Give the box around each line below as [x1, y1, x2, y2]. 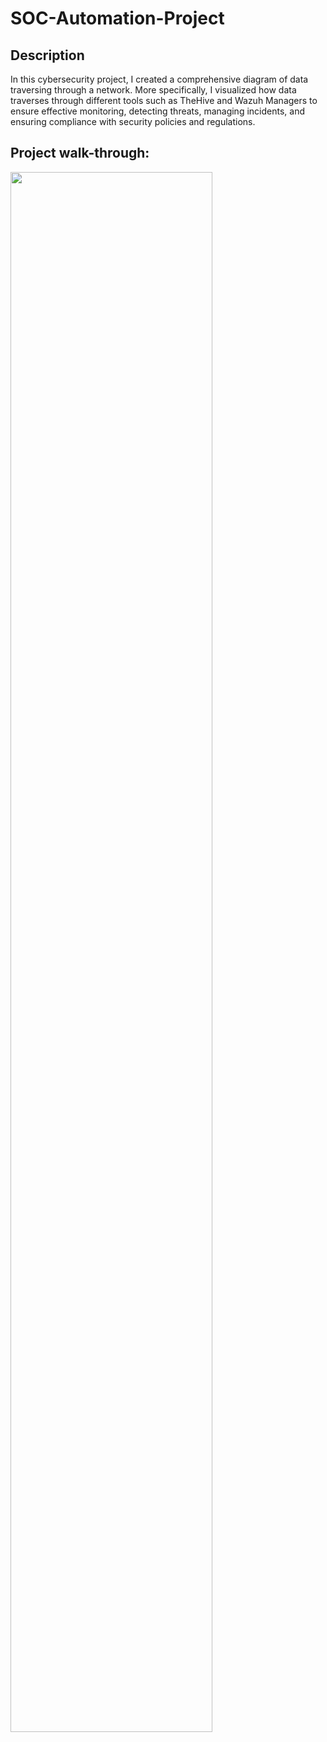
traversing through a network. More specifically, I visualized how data [10, 84, 297, 96]
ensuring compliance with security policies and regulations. [10, 116, 256, 127]
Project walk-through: [10, 145, 150, 162]
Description [10, 47, 85, 64]
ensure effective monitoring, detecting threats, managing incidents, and [10, 105, 305, 117]
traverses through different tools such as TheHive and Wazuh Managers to [10, 95, 318, 106]
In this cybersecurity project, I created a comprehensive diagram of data [10, 73, 309, 85]
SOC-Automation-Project [10, 7, 225, 30]
